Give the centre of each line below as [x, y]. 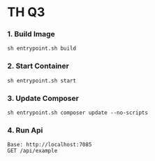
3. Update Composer [43, 98]
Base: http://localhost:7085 [50, 145]
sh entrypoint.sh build [42, 49]
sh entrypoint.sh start [42, 80]
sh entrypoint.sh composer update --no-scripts [78, 113]
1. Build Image [31, 34]
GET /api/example [32, 151]
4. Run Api [25, 130]
